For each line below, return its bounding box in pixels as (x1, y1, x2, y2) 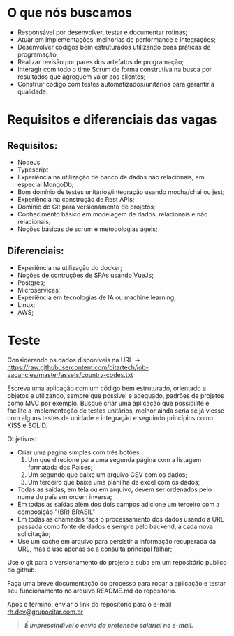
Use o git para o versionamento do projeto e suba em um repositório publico (7, 558, 227, 566)
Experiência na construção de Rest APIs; (17, 195, 135, 203)
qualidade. (17, 87, 48, 96)
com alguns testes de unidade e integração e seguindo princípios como (7, 413, 214, 422)
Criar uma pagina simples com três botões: (17, 448, 142, 457)
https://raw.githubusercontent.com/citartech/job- (7, 363, 149, 371)
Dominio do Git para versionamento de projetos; (17, 202, 156, 211)
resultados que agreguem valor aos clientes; (17, 72, 146, 81)
